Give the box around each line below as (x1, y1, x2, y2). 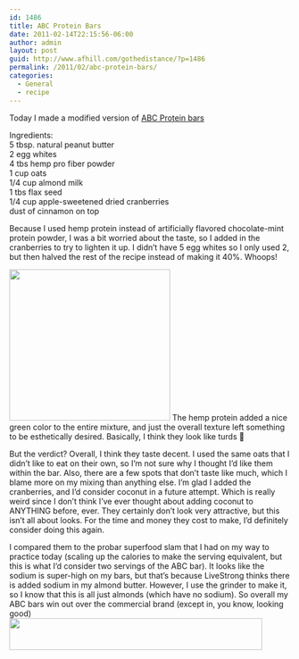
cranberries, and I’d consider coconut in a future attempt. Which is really (9, 486, 276, 496)
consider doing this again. (9, 524, 105, 535)
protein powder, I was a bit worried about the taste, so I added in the (9, 232, 261, 243)
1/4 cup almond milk (9, 177, 83, 188)
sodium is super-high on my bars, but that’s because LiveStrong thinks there (9, 570, 290, 580)
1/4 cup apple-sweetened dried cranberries (9, 196, 170, 206)
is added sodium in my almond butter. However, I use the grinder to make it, (9, 580, 287, 590)
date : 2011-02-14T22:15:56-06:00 (9, 29, 134, 38)
